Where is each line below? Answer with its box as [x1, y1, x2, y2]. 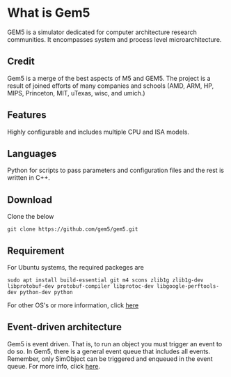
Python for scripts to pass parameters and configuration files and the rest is [7, 166, 225, 175]
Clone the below [7, 213, 54, 221]
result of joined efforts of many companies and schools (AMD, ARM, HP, [7, 82, 214, 90]
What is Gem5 [7, 5, 90, 21]
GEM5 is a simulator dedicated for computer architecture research [7, 28, 197, 36]
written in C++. [7, 174, 51, 182]
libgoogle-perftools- [156, 283, 219, 290]
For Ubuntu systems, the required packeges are [7, 263, 144, 271]
